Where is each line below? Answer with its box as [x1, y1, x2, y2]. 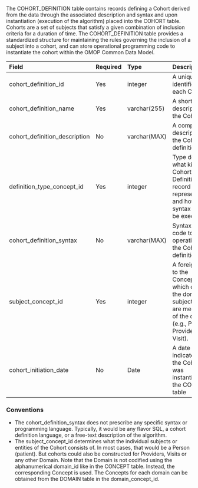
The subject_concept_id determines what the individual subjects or [14, 438, 178, 445]
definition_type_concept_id [9, 183, 84, 190]
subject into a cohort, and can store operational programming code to [6, 42, 176, 50]
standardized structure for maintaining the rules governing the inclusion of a [6, 37, 191, 43]
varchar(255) [127, 104, 165, 113]
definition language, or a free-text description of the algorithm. [14, 431, 167, 438]
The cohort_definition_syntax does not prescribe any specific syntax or [14, 419, 187, 426]
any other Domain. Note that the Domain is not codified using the [14, 457, 173, 464]
